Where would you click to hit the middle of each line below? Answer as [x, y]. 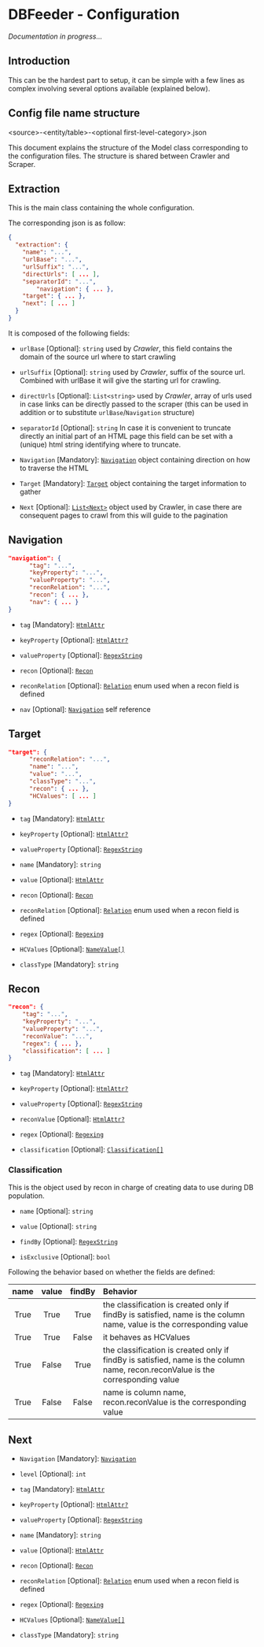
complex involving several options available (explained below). [109, 88]
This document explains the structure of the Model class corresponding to [128, 147]
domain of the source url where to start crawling [98, 357]
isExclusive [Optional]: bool [65, 1256]
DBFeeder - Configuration [94, 15]
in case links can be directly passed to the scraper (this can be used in [134, 404]
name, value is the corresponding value [176, 1324]
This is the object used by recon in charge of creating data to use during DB [131, 1187]
